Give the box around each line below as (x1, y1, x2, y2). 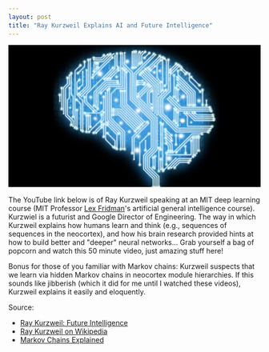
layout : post (8, 13, 52, 21)
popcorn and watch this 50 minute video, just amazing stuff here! (8, 246, 224, 256)
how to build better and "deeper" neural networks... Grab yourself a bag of (8, 238, 255, 247)
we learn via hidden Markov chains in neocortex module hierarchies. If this (8, 270, 255, 280)
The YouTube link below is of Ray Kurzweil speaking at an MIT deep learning (8, 195, 260, 205)
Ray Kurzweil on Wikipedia (19, 326, 108, 336)
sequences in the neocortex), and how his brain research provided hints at (8, 229, 254, 239)
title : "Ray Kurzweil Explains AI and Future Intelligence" (8, 21, 214, 30)
